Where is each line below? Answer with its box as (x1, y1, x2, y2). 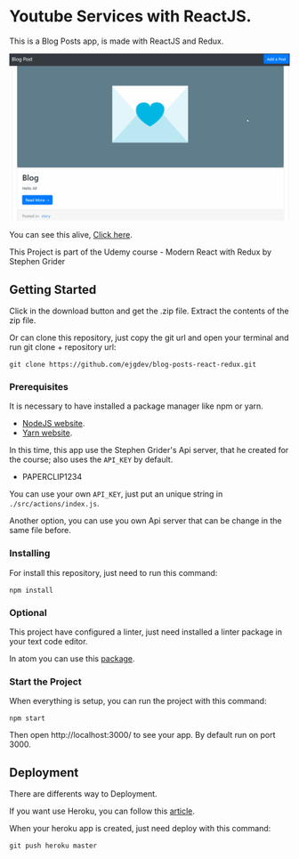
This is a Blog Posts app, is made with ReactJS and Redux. (9, 36, 224, 46)
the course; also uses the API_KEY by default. (9, 454, 174, 465)
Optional (9, 606, 47, 619)
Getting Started (9, 282, 97, 297)
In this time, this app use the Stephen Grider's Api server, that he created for (9, 445, 289, 456)
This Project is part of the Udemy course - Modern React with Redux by (9, 247, 272, 257)
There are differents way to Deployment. (9, 788, 158, 798)
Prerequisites (9, 380, 69, 393)
